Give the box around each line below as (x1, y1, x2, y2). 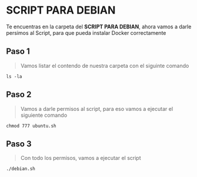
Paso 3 (6, 139, 32, 149)
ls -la (6, 73, 22, 80)
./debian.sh (6, 166, 35, 172)
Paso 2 (6, 90, 32, 100)
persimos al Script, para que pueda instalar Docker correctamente (6, 29, 166, 36)
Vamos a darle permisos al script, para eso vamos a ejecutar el (20, 105, 173, 112)
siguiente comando (20, 112, 68, 119)
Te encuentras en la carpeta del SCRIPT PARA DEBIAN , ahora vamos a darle (6, 23, 192, 30)
